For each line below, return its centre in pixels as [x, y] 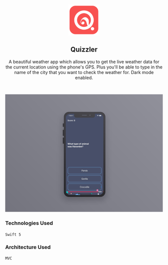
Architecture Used [28, 247]
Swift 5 [13, 234]
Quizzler [84, 50]
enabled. [84, 77]
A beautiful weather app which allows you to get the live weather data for [84, 61]
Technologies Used [29, 223]
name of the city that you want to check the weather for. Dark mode [84, 72]
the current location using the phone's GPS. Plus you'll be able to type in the [84, 67]
